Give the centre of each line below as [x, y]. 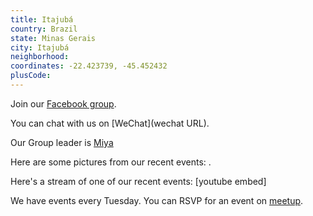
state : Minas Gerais [53, 38]
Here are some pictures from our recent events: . [111, 162]
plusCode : [31, 76]
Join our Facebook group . [63, 103]
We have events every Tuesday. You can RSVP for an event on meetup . [157, 200]
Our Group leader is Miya [62, 142]
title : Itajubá [42, 19]
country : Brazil [44, 29]
